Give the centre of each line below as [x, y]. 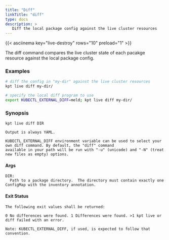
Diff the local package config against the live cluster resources [85, 29]
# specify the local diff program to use [50, 96]
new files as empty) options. [37, 154]
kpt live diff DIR [25, 124]
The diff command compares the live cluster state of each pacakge [75, 53]
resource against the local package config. [50, 58]
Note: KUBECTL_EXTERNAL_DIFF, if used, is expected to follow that [78, 229]
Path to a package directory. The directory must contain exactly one [87, 181]
